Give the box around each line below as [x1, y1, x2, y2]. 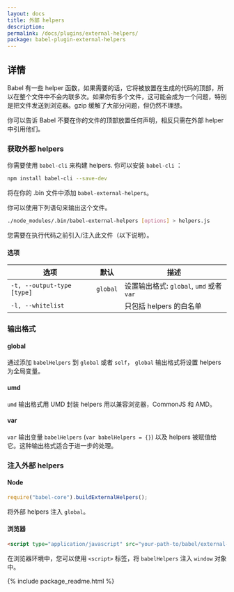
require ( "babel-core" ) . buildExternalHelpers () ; [7, 493, 148, 500]
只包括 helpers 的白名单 [124, 301, 202, 311]
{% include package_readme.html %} [7, 577, 115, 585]
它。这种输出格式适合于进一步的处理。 [7, 441, 117, 449]
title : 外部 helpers [7, 17, 65, 24]
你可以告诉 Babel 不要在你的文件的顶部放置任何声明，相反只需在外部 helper [7, 116, 224, 124]
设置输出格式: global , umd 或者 [124, 281, 222, 291]
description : [7, 23, 45, 30]
